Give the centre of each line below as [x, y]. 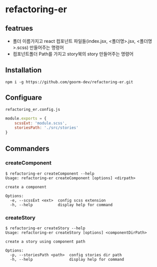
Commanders [28, 148]
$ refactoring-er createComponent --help [50, 174]
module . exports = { [26, 118]
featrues [19, 28]
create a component [26, 187]
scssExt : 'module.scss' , [41, 123]
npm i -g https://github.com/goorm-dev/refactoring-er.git [69, 82]
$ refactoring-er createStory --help [45, 228]
